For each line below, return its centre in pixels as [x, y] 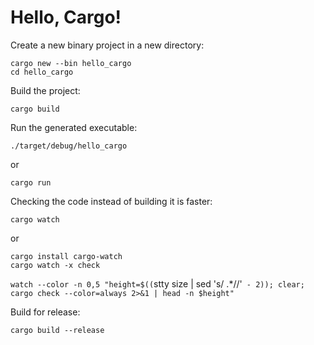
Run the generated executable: [74, 127]
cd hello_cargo [42, 72]
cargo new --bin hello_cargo [71, 63]
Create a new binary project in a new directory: [107, 45]
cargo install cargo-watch [66, 256]
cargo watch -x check [55, 265]
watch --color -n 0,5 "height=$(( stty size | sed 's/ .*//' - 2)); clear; [157, 283]
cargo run [31, 182]
